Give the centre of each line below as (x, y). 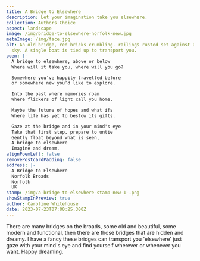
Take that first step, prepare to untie (62, 132)
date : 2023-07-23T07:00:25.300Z (46, 209)
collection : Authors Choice (41, 23)
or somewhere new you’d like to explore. (64, 83)
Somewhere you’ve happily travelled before (66, 78)
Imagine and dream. (36, 149)
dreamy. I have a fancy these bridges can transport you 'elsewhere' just (94, 239)
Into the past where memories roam (56, 94)
